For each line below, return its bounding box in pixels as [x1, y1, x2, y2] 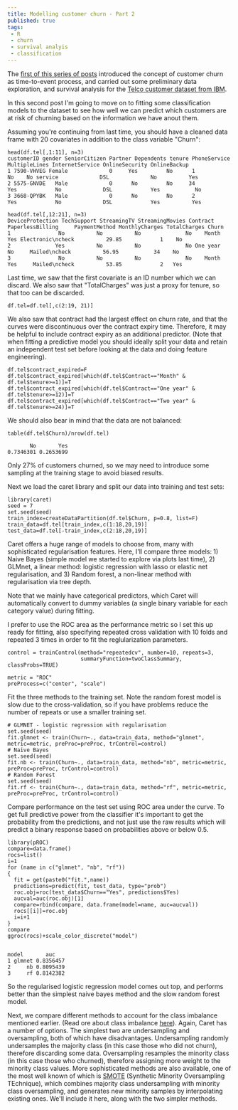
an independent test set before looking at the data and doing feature [7, 344, 207, 353]
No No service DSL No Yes [7, 174, 199, 181]
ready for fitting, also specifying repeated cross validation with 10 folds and [7, 628, 228, 636]
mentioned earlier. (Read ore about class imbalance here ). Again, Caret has [7, 1018, 227, 1027]
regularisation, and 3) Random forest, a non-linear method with [7, 570, 192, 578]
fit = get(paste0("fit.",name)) [13, 876, 110, 883]
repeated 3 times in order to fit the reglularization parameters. [7, 635, 188, 644]
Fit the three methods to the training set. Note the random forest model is [7, 692, 222, 701]
